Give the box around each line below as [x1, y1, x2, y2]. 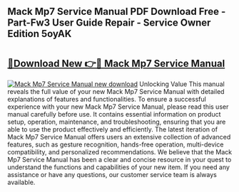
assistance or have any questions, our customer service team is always [7, 171, 218, 178]
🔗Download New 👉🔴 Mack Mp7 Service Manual [7, 57, 225, 70]
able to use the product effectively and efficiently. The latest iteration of [7, 125, 218, 134]
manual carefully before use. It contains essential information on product [7, 110, 221, 118]
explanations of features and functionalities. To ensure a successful [7, 95, 207, 103]
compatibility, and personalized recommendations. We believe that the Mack [7, 148, 233, 156]
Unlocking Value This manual [138, 80, 225, 88]
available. [7, 178, 36, 186]
